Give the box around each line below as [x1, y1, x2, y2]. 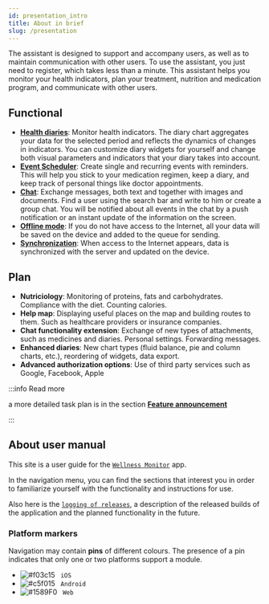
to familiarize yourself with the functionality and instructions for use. [8, 484, 234, 493]
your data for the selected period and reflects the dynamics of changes [19, 136, 257, 145]
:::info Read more [8, 384, 66, 394]
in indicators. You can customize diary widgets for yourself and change [19, 145, 256, 154]
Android [60, 580, 87, 589]
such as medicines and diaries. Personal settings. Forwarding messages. [19, 334, 261, 344]
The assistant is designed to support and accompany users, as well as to [8, 49, 250, 59]
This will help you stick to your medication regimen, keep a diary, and [19, 170, 250, 180]
